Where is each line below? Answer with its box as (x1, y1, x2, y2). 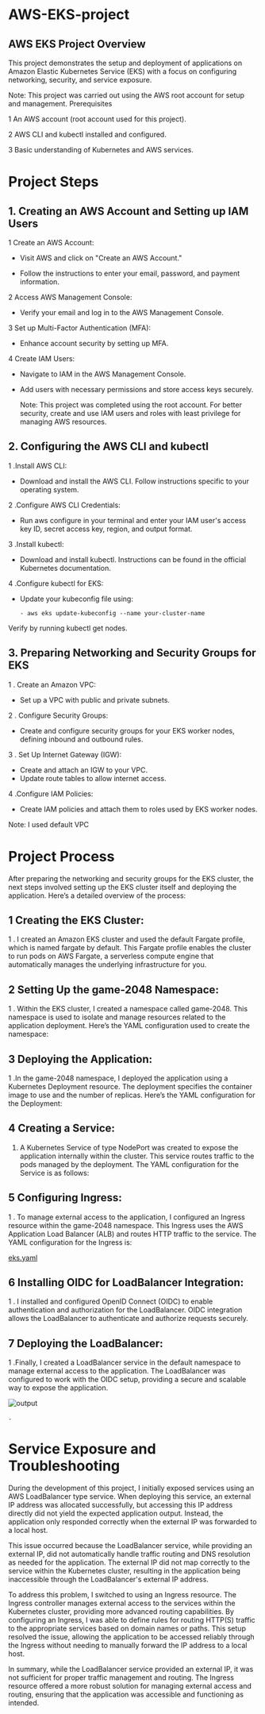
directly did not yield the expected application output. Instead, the (8, 1508, 224, 1518)
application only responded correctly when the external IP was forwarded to (8, 1517, 257, 1527)
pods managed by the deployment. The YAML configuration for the (19, 1159, 240, 1169)
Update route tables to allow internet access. (19, 773, 167, 783)
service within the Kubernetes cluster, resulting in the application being (8, 1566, 240, 1576)
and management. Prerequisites (8, 99, 113, 108)
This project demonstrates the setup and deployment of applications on (8, 58, 243, 67)
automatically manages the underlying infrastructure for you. (8, 960, 207, 969)
